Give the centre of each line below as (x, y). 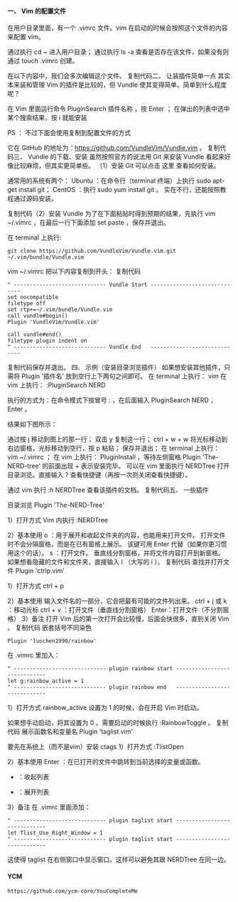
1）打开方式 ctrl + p (36, 586)
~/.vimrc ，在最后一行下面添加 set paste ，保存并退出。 (88, 222)
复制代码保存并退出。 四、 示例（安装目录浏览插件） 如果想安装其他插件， (116, 367)
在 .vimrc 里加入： (34, 655)
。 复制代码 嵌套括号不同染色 (50, 628)
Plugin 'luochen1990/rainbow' (52, 641)
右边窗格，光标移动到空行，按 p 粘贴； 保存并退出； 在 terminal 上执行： (114, 449)
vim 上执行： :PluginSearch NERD (56, 385)
